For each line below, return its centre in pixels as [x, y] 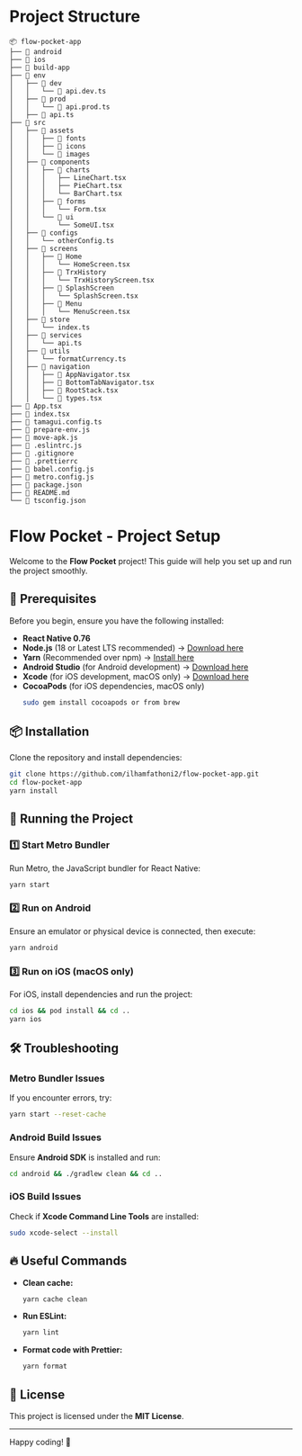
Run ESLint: [44, 1317]
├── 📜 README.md [40, 492]
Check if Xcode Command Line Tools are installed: [104, 1216]
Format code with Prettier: [72, 1350]
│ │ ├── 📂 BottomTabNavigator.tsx [82, 382]
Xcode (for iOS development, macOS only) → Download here [135, 676]
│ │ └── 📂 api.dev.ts [58, 91]
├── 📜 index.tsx [40, 414]
